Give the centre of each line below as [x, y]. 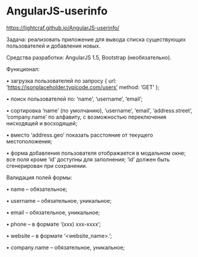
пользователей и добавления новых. [54, 46]
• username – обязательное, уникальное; [59, 200]
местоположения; [29, 141]
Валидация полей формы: [39, 177]
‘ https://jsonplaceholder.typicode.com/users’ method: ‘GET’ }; [83, 87]
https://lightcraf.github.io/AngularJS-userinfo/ [63, 28]
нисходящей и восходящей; [42, 123]
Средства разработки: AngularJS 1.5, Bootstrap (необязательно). [89, 57]
